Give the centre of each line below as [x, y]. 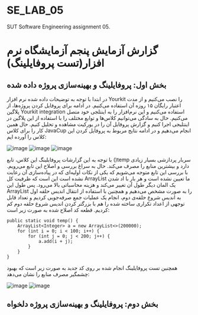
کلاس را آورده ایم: [27, 137]
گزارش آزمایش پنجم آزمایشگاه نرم [82, 51]
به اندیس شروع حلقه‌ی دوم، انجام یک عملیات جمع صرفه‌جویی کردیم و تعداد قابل [94, 197]
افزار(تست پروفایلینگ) [56, 63]
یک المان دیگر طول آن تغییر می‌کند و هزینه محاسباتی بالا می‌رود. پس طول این [91, 184]
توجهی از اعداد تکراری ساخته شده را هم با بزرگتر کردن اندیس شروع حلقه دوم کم [96, 203]
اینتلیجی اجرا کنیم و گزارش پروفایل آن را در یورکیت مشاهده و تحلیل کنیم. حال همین [98, 124]
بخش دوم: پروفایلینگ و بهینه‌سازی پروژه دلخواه [82, 304]
